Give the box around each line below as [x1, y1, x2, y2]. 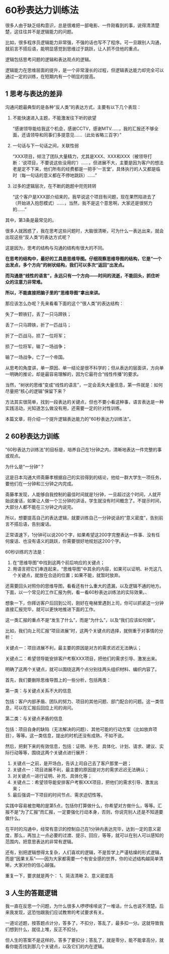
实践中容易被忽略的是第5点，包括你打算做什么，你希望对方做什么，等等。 [5, 802, 158, 809]
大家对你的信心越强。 [14, 862, 58, 868]
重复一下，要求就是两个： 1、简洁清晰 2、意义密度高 [5, 872, 114, 879]
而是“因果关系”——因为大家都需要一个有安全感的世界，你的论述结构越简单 [5, 856, 159, 862]
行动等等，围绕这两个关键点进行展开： [9, 749, 89, 756]
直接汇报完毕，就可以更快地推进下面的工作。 [5, 606, 98, 612]
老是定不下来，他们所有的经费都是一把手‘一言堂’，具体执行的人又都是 [12, 166, 156, 172]
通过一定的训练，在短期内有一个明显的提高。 [5, 73, 98, 79]
